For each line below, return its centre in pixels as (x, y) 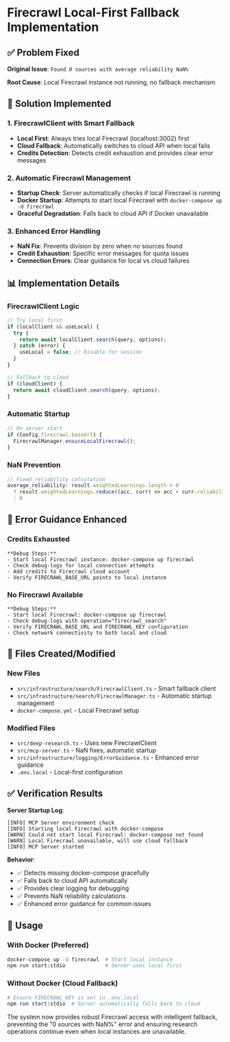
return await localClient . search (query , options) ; (93, 340)
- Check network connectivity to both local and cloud (87, 633)
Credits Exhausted (39, 539)
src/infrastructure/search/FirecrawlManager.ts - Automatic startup (114, 696)
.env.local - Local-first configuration (70, 772)
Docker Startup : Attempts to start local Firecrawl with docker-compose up (119, 200)
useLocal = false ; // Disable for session (81, 352)
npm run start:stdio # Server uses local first (95, 966)
